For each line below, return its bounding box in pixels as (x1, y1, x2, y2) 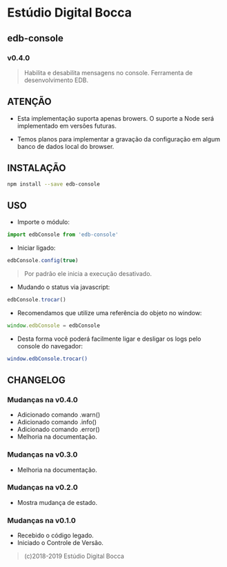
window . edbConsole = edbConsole (7, 322, 100, 329)
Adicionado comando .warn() (17, 410, 101, 419)
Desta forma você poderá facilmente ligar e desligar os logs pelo (17, 335, 201, 343)
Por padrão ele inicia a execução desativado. (23, 269, 152, 277)
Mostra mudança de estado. (17, 498, 98, 506)
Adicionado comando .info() (17, 418, 97, 426)
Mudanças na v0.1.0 (7, 515, 76, 525)
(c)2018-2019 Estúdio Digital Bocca (23, 552, 124, 560)
